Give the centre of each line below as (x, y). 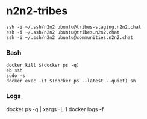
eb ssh (14, 70)
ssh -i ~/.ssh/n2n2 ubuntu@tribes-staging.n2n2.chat (74, 27)
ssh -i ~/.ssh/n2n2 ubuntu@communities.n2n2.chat (70, 37)
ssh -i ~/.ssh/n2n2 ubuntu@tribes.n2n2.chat (63, 32)
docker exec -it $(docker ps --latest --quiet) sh (71, 81)
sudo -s (16, 76)
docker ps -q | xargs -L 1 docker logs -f (55, 109)
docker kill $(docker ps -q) (43, 65)
